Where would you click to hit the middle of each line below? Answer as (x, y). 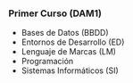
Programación (47, 62)
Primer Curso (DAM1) (55, 13)
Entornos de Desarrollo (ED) (73, 42)
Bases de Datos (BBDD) (65, 33)
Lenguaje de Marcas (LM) (69, 52)
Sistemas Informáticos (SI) (70, 71)
